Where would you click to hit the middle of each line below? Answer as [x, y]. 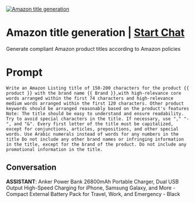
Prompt [24, 73]
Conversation [31, 168]
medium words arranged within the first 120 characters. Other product [95, 103]
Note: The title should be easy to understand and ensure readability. [95, 113]
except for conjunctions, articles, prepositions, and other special [93, 129]
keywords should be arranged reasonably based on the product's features [98, 108]
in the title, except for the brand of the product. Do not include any [96, 144]
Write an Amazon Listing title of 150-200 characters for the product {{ [98, 88]
